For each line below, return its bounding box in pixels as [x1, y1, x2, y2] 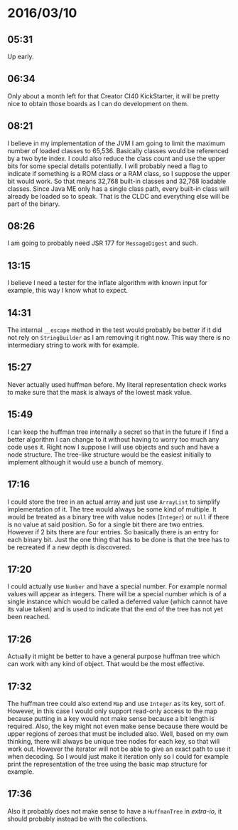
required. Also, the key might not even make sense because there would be [7, 722, 229, 730]
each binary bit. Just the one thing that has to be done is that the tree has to [7, 535, 229, 544]
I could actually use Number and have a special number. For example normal [7, 582, 227, 591]
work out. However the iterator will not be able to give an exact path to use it [7, 745, 231, 753]
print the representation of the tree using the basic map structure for [7, 759, 208, 768]
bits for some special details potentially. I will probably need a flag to [7, 162, 208, 170]
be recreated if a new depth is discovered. [7, 543, 131, 551]
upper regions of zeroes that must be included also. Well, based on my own [7, 729, 229, 738]
